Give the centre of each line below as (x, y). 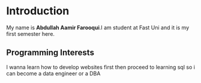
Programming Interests (50, 53)
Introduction (38, 11)
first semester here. (31, 33)
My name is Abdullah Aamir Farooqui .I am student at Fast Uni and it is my (98, 27)
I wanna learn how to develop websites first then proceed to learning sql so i (100, 67)
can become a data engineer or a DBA (53, 73)
